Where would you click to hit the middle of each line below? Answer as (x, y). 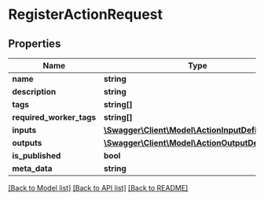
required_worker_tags (54, 117)
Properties (35, 44)
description (34, 92)
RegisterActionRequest (86, 15)
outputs (27, 143)
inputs (24, 130)
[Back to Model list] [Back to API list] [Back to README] (98, 188)
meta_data (32, 169)
